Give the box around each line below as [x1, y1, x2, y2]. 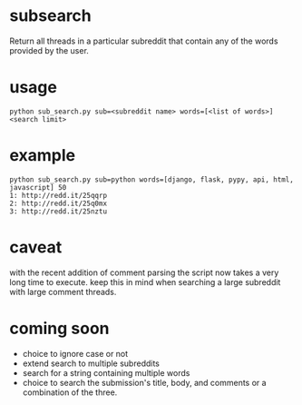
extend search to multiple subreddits [22, 358, 161, 369]
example [9, 145, 76, 166]
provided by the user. [9, 44, 89, 55]
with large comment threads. [9, 286, 117, 297]
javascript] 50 [9, 183, 67, 192]
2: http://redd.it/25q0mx [9, 199, 107, 208]
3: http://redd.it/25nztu [9, 206, 107, 216]
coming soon [9, 318, 110, 339]
